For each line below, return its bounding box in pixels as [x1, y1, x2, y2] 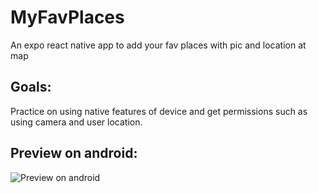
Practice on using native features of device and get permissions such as [10, 105, 308, 117]
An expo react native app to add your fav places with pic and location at [10, 39, 307, 51]
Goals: [10, 79, 52, 96]
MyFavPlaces [10, 6, 125, 29]
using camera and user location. [10, 116, 143, 128]
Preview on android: [10, 145, 138, 162]
